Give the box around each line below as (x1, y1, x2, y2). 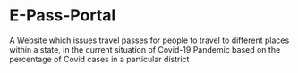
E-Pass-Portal (9, 5, 116, 26)
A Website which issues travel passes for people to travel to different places (9, 35, 290, 45)
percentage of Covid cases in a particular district (9, 53, 190, 64)
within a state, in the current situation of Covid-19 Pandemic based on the (9, 44, 281, 54)
